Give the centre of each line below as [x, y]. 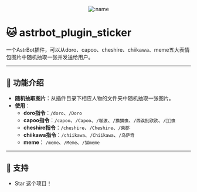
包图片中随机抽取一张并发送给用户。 [50, 57]
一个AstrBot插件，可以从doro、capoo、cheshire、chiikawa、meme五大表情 [98, 49]
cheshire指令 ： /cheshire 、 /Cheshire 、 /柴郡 [77, 127]
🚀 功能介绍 [25, 83]
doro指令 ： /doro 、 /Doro [52, 113]
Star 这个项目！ [33, 183]
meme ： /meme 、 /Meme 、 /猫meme [62, 142]
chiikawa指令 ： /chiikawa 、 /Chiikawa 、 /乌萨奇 [79, 134]
